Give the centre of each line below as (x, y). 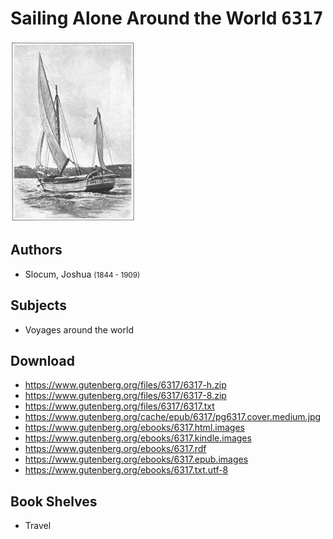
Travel (38, 526)
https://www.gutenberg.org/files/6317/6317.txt (119, 406)
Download (42, 360)
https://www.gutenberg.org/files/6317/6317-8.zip (125, 396)
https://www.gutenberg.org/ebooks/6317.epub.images (136, 459)
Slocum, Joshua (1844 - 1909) (82, 274)
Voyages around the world (79, 329)
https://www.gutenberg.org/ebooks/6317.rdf (115, 449)
